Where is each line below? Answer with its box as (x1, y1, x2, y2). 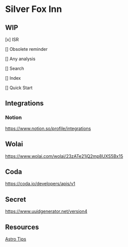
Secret (5, 195, 26, 204)
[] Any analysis (5, 56, 36, 62)
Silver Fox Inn (5, 3, 62, 15)
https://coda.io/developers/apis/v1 (5, 181, 75, 187)
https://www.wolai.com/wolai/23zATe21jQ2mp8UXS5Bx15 (5, 153, 123, 159)
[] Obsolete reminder (5, 46, 48, 52)
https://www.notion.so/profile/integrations (5, 125, 91, 131)
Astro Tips (5, 236, 26, 242)
